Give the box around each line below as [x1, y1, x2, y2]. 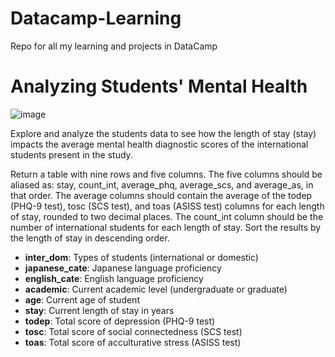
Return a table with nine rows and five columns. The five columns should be [10, 168, 323, 180]
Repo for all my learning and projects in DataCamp [10, 40, 218, 52]
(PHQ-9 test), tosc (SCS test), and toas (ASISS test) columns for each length [10, 200, 325, 212]
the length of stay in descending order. [10, 232, 170, 244]
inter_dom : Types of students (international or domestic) [24, 251, 259, 263]
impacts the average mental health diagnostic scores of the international [10, 138, 309, 150]
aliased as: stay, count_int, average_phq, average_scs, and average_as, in [10, 178, 314, 191]
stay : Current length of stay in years [24, 304, 175, 316]
